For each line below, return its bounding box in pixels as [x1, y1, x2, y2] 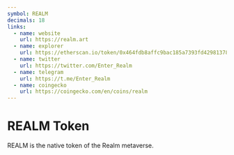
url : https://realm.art [19, 36, 89, 43]
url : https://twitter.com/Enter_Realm [19, 62, 132, 69]
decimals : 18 [7, 17, 45, 24]
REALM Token [7, 118, 90, 134]
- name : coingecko [13, 82, 68, 89]
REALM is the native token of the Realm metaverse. [7, 141, 155, 150]
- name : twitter [13, 56, 61, 63]
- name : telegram [13, 68, 64, 75]
